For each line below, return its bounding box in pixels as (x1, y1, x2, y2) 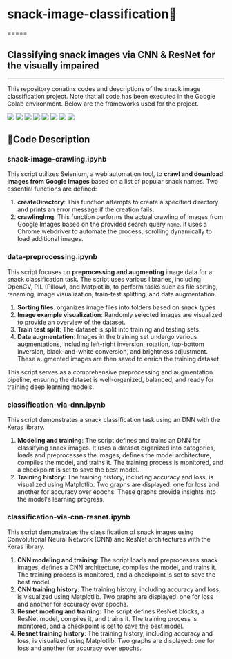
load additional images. (17, 235, 84, 243)
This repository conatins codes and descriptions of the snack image (7, 84, 201, 93)
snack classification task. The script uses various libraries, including (7, 275, 202, 283)
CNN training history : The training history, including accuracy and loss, (17, 585, 221, 593)
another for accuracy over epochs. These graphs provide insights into (17, 488, 216, 496)
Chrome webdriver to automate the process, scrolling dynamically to (17, 227, 213, 236)
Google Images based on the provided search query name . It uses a (17, 220, 207, 229)
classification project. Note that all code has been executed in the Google (7, 92, 216, 100)
